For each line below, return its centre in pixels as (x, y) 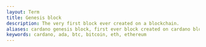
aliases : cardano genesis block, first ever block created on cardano (98, 29)
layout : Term (23, 12)
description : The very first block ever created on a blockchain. (93, 23)
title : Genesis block (34, 18)
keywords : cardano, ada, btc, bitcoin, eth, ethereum (77, 35)
